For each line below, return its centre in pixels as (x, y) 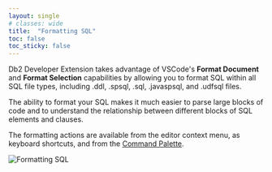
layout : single (34, 16)
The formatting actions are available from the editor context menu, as (124, 135)
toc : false (27, 39)
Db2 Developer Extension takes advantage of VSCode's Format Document (134, 69)
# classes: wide (36, 24)
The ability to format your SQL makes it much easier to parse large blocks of (136, 102)
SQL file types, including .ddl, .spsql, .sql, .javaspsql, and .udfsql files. (125, 87)
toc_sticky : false (39, 46)
